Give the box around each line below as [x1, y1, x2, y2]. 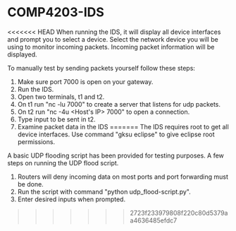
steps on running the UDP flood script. [7, 158, 119, 167]
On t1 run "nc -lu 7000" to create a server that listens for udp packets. [17, 100, 221, 108]
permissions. [17, 137, 55, 146]
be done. [17, 179, 44, 188]
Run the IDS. [17, 85, 54, 93]
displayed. [7, 50, 37, 59]
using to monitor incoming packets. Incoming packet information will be [7, 42, 215, 51]
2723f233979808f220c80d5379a [130, 208, 228, 217]
